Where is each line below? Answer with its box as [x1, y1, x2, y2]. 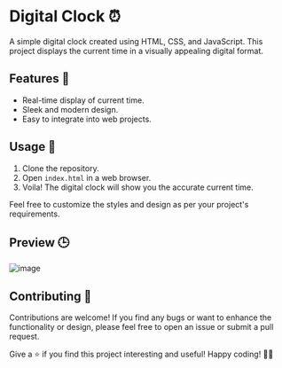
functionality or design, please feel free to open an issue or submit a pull [9, 322, 274, 333]
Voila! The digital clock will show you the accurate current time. [21, 182, 255, 192]
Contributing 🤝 [9, 288, 92, 303]
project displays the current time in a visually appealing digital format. [9, 45, 264, 56]
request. [9, 331, 40, 342]
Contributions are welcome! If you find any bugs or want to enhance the [9, 312, 272, 323]
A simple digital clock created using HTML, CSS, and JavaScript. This [9, 35, 263, 46]
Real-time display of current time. [21, 95, 145, 106]
